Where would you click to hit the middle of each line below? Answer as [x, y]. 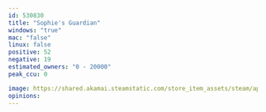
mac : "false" [30, 37]
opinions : [25, 95]
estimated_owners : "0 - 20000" [60, 67]
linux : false [30, 45]
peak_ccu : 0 [28, 74]
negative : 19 [30, 60]
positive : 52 [30, 52]
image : [19, 88]
